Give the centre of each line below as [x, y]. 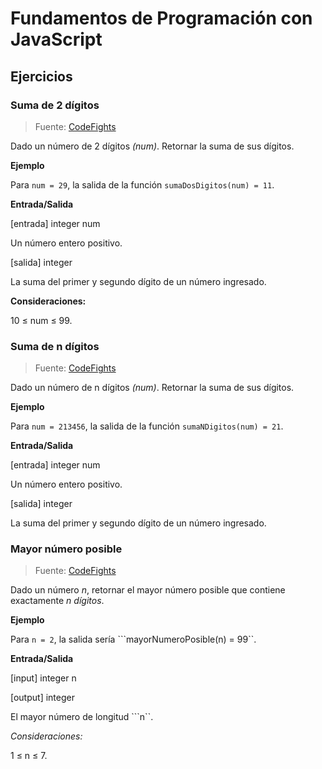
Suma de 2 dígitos [55, 105]
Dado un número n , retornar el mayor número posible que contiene [148, 590]
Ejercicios [41, 76]
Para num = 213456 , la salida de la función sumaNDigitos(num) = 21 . [147, 426]
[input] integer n [43, 678]
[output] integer [42, 698]
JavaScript [56, 39]
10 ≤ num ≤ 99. [41, 320]
